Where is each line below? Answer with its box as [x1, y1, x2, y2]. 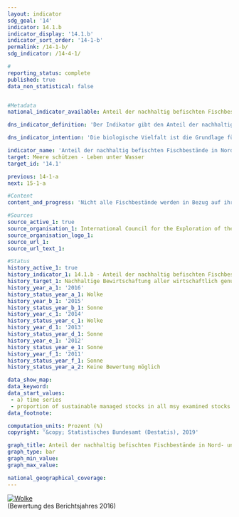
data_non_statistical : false [7, 82, 94, 90]
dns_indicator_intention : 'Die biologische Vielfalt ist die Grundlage [7, 134, 224, 142]
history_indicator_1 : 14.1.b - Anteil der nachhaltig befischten [7, 271, 205, 278]
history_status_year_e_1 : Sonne [7, 343, 103, 351]
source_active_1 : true [7, 218, 75, 225]
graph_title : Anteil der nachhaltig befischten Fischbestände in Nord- [7, 442, 224, 449]
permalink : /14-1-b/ [7, 43, 69, 50]
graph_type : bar [7, 449, 55, 456]
